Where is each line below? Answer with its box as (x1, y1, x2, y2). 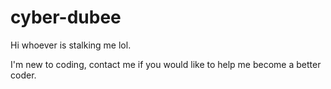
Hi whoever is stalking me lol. (10, 39, 132, 51)
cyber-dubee (10, 6, 122, 29)
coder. (10, 69, 37, 81)
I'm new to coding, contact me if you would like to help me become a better (10, 58, 322, 70)
